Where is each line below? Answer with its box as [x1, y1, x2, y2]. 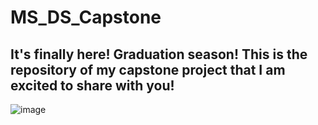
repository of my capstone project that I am [10, 61, 286, 78]
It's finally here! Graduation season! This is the [10, 46, 308, 63]
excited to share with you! [10, 77, 175, 94]
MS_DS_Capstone [10, 6, 162, 29]
